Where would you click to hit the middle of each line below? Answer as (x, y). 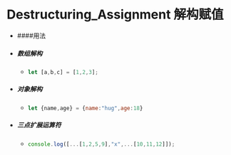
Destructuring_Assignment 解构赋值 (115, 15)
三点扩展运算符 (39, 125)
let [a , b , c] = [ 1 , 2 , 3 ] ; (63, 72)
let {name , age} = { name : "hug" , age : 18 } (85, 108)
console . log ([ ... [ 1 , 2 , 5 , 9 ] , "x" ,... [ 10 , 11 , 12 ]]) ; (101, 144)
